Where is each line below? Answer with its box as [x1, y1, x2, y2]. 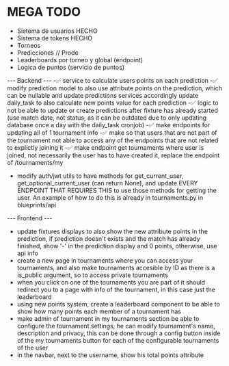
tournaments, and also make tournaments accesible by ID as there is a [16, 263, 215, 272]
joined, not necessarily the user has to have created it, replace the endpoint [7, 151, 220, 159]
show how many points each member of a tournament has [16, 307, 182, 315]
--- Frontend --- [7, 213, 53, 222]
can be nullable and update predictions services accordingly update [7, 91, 199, 99]
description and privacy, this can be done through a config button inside [16, 329, 221, 337]
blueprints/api [16, 200, 57, 209]
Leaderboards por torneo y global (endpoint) [16, 55, 144, 64]
